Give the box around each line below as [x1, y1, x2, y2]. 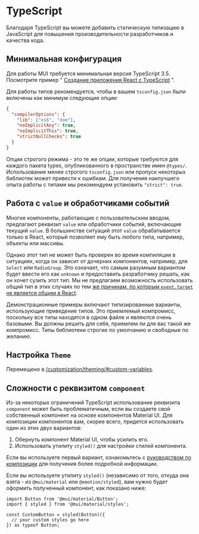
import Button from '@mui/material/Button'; [6, 496, 119, 502]
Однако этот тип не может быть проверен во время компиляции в [6, 251, 176, 258]
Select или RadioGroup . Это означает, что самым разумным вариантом [6, 264, 186, 271]
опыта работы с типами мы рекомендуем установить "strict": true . [6, 181, 184, 188]
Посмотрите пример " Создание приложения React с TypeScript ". [6, 76, 175, 83]
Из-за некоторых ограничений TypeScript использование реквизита [6, 399, 181, 406]
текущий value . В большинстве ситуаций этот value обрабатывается [6, 227, 181, 234]
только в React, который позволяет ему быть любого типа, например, [6, 233, 185, 240]
